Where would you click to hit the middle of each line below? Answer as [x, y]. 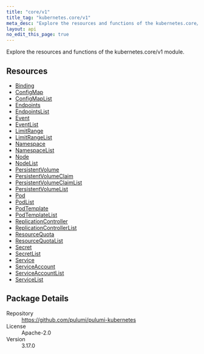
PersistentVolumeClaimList [49, 182]
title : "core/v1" [28, 12]
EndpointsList [32, 111]
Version [16, 339]
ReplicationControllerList [46, 227]
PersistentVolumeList [42, 189]
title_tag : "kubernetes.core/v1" [49, 18]
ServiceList [29, 279]
